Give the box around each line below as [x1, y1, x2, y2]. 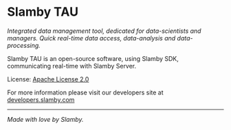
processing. [7, 41, 41, 49]
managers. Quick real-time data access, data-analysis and [7, 34, 176, 42]
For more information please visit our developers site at [7, 88, 164, 96]
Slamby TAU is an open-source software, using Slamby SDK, [7, 54, 179, 62]
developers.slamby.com [7, 95, 75, 103]
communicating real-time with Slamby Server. [7, 62, 137, 70]
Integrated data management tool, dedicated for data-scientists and [7, 27, 201, 35]
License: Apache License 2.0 [7, 75, 89, 83]
